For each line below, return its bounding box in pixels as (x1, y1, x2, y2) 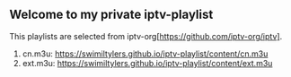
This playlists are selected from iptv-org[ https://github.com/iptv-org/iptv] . (9, 30, 283, 41)
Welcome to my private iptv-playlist (9, 7, 214, 22)
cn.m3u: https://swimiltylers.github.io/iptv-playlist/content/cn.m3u (22, 48, 269, 59)
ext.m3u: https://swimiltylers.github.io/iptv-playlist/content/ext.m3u (22, 57, 273, 68)
